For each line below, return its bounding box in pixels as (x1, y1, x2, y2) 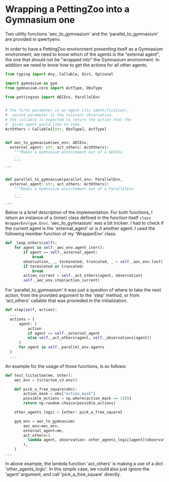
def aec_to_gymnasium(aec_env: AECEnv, (5, 140, 89, 145)
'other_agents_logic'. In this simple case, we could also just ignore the (5, 466, 150, 472)
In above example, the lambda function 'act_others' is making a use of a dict (5, 460, 163, 466)
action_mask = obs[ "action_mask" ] (23, 391, 96, 397)
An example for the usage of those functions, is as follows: (5, 363, 127, 369)
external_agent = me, (23, 428, 64, 433)
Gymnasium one (5, 14, 75, 26)
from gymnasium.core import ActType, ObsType (5, 85, 102, 90)
